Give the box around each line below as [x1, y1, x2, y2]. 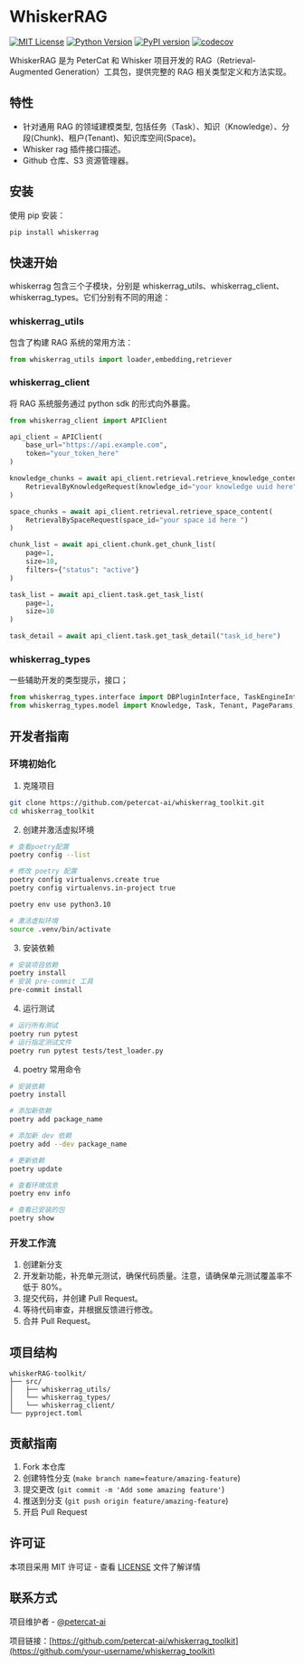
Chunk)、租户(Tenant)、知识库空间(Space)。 [33, 132, 201, 143]
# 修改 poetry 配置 [9, 866, 78, 876]
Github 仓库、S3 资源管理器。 [22, 155, 134, 166]
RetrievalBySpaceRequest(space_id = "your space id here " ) [25, 516, 249, 525]
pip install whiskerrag [9, 228, 100, 237]
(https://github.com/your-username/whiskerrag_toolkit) [9, 1645, 215, 1656]
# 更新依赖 [9, 1156, 45, 1165]
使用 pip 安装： [9, 210, 66, 221]
